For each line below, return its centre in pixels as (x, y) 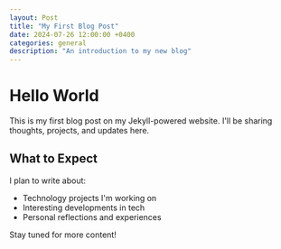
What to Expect (53, 159)
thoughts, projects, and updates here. (80, 131)
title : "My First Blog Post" (64, 26)
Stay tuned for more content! (63, 235)
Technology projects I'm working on (89, 198)
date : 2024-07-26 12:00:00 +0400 (72, 34)
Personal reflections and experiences (92, 217)
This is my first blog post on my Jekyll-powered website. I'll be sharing (141, 121)
